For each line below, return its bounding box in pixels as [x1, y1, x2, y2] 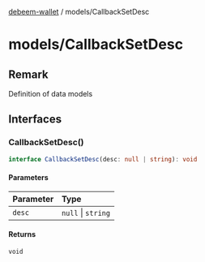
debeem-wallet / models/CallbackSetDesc [8, 7, 150, 16]
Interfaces [8, 113, 62, 127]
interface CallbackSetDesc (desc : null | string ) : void [8, 155, 198, 163]
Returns [8, 230, 36, 239]
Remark [8, 67, 49, 81]
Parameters [8, 173, 49, 183]
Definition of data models [8, 89, 93, 98]
